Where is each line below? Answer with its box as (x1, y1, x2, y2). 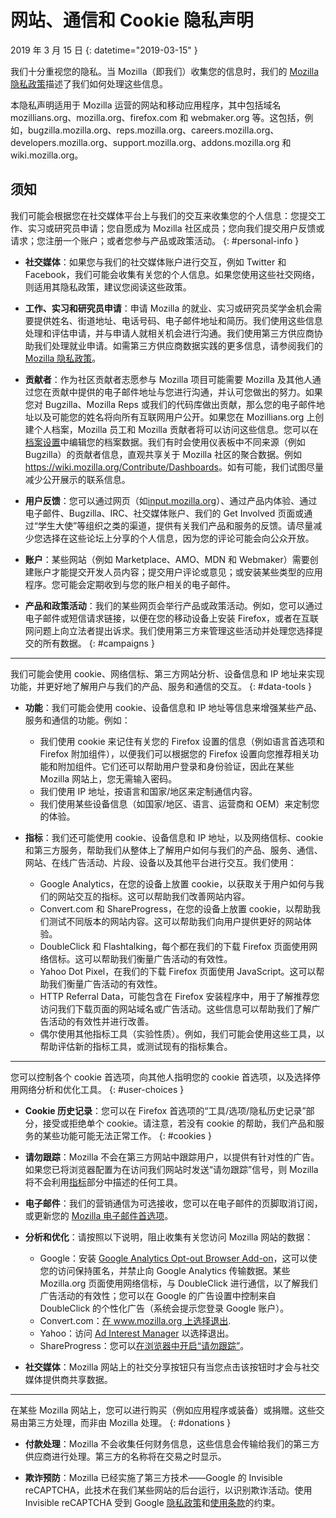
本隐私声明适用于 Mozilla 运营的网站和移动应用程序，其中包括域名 (10, 99, 282, 111)
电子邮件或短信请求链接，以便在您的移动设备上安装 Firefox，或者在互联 (24, 612, 320, 624)
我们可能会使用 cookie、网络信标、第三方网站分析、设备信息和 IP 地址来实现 (10, 667, 325, 680)
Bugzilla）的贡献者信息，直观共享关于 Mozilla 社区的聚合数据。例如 (24, 448, 303, 460)
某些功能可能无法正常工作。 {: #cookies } (42, 1129, 212, 1141)
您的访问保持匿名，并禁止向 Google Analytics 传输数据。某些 (39, 1264, 291, 1276)
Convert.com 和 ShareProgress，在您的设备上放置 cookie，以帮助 (39, 902, 312, 915)
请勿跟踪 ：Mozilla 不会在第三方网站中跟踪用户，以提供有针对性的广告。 (24, 1151, 320, 1163)
